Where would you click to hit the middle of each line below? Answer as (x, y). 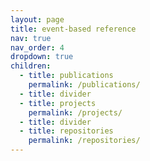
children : (31, 66)
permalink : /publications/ (84, 85)
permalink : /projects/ (75, 112)
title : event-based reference (73, 29)
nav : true (31, 38)
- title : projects (58, 103)
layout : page (37, 19)
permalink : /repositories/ (84, 141)
